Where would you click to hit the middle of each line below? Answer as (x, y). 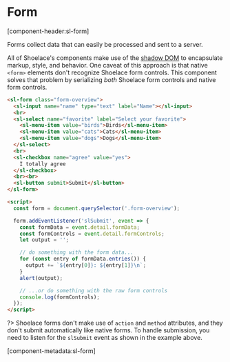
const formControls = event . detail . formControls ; (92, 234)
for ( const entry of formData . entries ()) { (83, 259)
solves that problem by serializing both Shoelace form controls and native (112, 79)
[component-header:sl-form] (48, 31)
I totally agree (43, 164)
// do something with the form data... (77, 252)
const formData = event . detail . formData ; (80, 227)
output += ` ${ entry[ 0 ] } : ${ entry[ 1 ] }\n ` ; (86, 265)
